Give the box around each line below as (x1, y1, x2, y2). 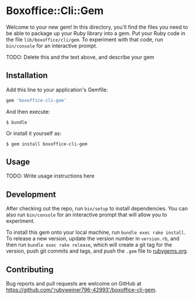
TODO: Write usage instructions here (6, 172, 95, 179)
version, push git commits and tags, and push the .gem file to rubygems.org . (6, 247, 189, 254)
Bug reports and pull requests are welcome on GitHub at (6, 280, 142, 287)
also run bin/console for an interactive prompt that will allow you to (6, 211, 168, 218)
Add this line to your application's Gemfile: (6, 86, 108, 93)
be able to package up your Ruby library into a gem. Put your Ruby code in (6, 29, 186, 36)
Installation (6, 70, 48, 80)
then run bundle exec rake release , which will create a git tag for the (6, 242, 172, 249)
